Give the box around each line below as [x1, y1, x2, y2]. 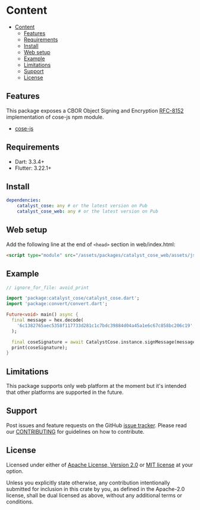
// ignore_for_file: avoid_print [6, 284, 89, 291]
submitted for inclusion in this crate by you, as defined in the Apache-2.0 [6, 485, 185, 492]
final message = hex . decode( [11, 317, 84, 323]
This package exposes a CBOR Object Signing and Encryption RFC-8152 [6, 107, 184, 114]
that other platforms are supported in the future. [6, 388, 124, 396]
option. [6, 467, 24, 474]
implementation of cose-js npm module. [6, 113, 104, 120]
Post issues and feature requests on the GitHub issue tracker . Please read [6, 421, 187, 429]
